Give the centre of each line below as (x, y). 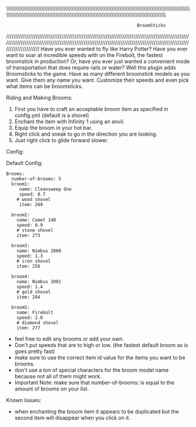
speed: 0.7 (32, 194)
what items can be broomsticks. (44, 86)
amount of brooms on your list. (51, 389)
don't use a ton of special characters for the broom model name (92, 370)
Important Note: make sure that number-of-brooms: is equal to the (94, 382)
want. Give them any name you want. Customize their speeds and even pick (97, 80)
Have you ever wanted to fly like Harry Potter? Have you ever (114, 49)
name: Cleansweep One (45, 189)
